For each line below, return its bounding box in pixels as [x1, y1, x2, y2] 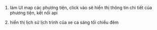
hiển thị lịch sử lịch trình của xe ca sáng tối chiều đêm [9, 20, 119, 25]
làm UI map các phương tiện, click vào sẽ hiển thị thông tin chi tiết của [9, 5, 153, 10]
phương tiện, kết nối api [9, 10, 58, 16]
